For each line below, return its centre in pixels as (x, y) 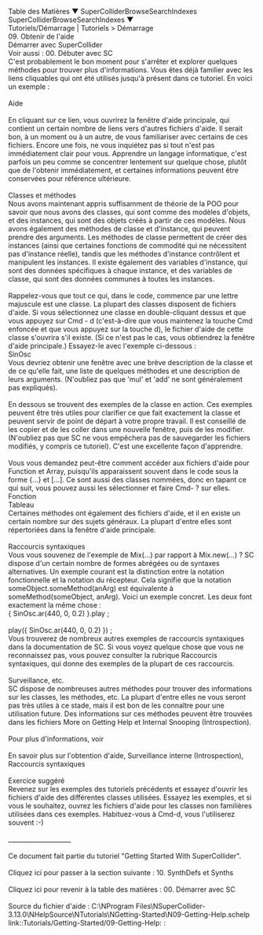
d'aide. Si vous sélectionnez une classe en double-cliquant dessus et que (127, 312)
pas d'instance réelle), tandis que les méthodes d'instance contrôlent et (124, 254)
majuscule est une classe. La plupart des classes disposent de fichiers (122, 304)
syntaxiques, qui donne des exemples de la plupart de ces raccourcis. (121, 663)
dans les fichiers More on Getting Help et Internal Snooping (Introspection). (130, 722)
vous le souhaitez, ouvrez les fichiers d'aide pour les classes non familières (130, 806)
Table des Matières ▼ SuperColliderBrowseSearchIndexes (103, 11)
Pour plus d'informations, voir (56, 739)
